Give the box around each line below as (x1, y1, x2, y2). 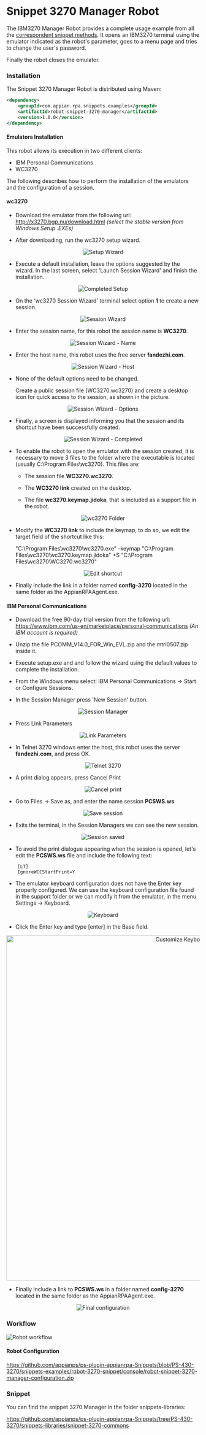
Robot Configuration (6, 1347, 60, 1355)
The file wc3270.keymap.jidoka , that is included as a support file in (24, 496, 196, 504)
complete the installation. (15, 666, 79, 673)
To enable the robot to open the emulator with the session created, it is (15, 447, 194, 455)
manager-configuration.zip (6, 1374, 74, 1382)
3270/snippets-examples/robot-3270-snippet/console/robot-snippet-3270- (6, 1367, 198, 1375)
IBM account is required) (15, 629, 78, 636)
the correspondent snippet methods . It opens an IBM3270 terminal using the (6, 31, 200, 38)
